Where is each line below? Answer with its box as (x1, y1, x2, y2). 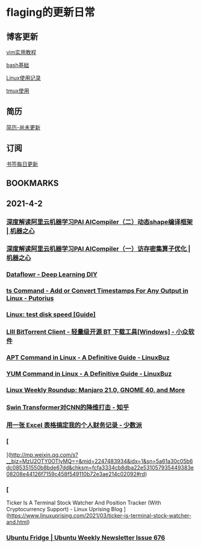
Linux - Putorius (6, 294, 54, 303)
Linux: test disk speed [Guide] (6, 311, 96, 319)
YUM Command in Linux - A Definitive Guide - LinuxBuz (6, 369, 172, 378)
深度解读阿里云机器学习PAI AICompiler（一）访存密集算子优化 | (6, 245, 191, 253)
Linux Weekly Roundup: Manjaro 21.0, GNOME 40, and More (6, 385, 185, 394)
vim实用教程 (6, 49, 37, 56)
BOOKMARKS (6, 178, 59, 189)
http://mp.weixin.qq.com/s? (10, 451, 78, 458)
